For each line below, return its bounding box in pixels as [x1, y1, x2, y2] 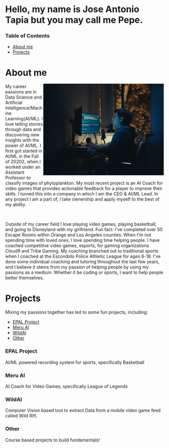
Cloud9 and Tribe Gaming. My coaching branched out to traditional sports [5, 248, 158, 254]
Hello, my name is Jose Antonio [5, 4, 140, 15]
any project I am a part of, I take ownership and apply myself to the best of [5, 196, 160, 203]
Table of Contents [5, 32, 50, 39]
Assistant [5, 169, 25, 175]
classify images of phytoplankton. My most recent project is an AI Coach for [5, 180, 163, 186]
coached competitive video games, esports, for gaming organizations [5, 242, 149, 248]
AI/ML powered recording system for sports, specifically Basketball [5, 359, 145, 365]
